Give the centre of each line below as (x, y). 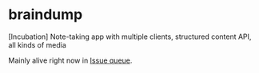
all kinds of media (37, 44)
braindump (46, 15)
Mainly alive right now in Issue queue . (70, 60)
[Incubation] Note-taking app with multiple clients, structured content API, (130, 36)
